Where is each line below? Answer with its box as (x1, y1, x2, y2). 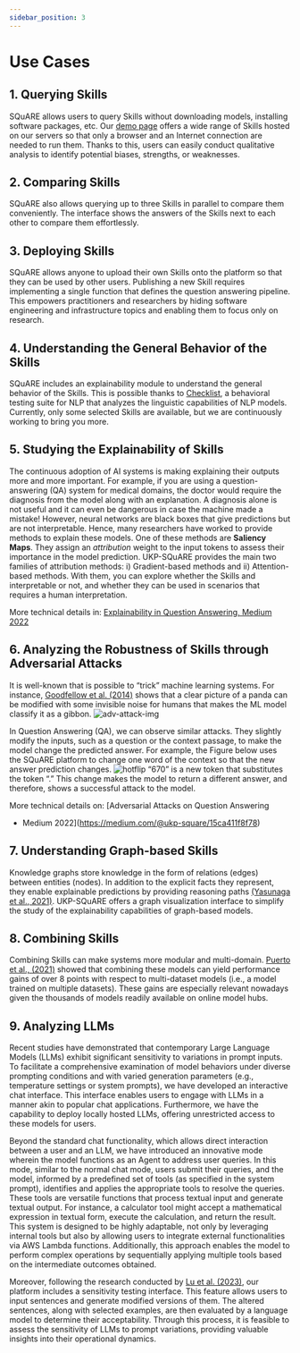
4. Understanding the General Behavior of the (9, 341, 268, 356)
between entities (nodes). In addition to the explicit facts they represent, (9, 876, 275, 887)
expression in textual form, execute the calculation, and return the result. (9, 1212, 277, 1222)
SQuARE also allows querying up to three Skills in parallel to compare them (9, 199, 284, 209)
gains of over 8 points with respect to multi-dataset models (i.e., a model (9, 974, 277, 985)
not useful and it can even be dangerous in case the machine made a (9, 503, 263, 514)
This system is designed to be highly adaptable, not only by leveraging (9, 1222, 270, 1232)
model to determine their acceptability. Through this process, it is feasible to (9, 1315, 290, 1325)
